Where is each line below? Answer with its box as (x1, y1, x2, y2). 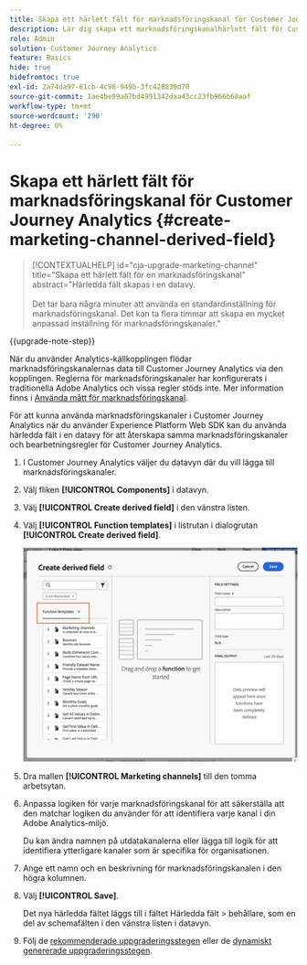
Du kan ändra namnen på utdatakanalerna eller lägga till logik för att (22, 835, 279, 846)
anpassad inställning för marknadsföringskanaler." (31, 318, 221, 329)
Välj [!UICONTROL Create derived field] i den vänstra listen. (22, 502, 250, 513)
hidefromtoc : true (9, 73, 79, 82)
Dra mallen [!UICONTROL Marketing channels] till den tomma (22, 771, 258, 782)
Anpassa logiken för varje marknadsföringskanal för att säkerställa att (22, 799, 285, 810)
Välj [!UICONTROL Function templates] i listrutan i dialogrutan (22, 520, 259, 531)
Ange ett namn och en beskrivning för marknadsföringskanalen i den (22, 863, 281, 874)
